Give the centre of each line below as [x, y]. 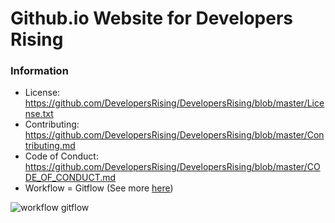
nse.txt [39, 114]
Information [39, 71]
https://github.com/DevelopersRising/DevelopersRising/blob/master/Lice [174, 103]
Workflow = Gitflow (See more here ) [99, 188]
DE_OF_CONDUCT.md [70, 178]
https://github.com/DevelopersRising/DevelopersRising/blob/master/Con [174, 135]
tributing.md [50, 146]
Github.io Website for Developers [152, 18]
